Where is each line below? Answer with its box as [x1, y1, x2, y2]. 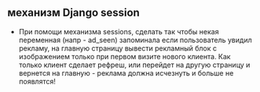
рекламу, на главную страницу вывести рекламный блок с [18, 43, 218, 53]
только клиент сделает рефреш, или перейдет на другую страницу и [18, 60, 251, 69]
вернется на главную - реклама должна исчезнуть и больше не [18, 68, 234, 77]
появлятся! [18, 76, 56, 86]
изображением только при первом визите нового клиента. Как [18, 51, 231, 61]
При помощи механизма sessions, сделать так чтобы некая [18, 27, 219, 36]
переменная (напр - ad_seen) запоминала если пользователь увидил [18, 35, 252, 44]
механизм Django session [7, 6, 141, 19]
